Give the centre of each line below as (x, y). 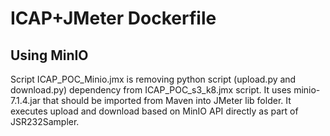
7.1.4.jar (25, 100)
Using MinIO (49, 55)
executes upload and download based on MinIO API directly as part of (154, 111)
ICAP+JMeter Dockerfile (113, 18)
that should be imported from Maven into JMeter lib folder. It (167, 100)
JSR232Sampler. (45, 121)
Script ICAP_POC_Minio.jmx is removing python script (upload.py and (153, 79)
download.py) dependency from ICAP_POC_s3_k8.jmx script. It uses (151, 90)
